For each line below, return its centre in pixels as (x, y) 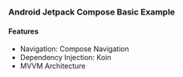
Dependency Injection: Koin (65, 58)
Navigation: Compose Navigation (75, 49)
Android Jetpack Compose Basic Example (91, 12)
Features (23, 31)
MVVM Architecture (53, 66)
